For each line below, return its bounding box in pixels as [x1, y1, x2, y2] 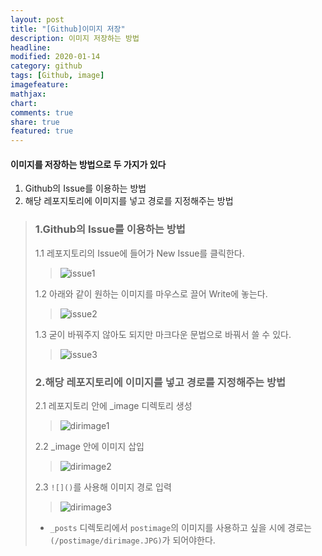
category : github [10, 61, 83, 71]
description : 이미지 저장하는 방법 [10, 33, 140, 43]
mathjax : [10, 89, 47, 99]
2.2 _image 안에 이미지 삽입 [34, 440, 145, 452]
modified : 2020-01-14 [10, 52, 101, 62]
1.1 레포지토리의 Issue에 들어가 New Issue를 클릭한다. [34, 247, 245, 259]
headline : [10, 42, 52, 53]
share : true [10, 117, 60, 127]
